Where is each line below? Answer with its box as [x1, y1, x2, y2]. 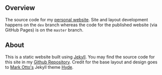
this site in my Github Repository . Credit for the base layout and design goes [5, 59, 158, 65]
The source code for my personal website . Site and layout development [5, 16, 148, 22]
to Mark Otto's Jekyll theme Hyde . [5, 64, 74, 70]
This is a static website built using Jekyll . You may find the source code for [5, 54, 155, 60]
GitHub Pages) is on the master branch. [5, 27, 84, 33]
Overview [5, 4, 36, 12]
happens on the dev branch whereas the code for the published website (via [5, 22, 158, 28]
